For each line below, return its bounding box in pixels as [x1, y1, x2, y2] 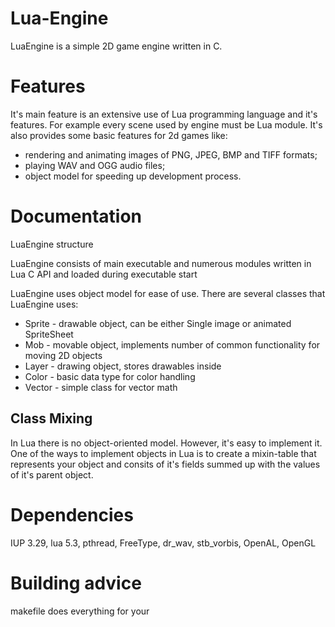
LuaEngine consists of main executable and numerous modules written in [10, 257, 312, 269]
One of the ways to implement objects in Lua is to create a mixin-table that [10, 447, 317, 459]
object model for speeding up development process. [24, 170, 242, 182]
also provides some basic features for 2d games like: [10, 129, 228, 141]
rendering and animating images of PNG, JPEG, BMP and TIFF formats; [24, 148, 318, 161]
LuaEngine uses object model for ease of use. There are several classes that [10, 287, 326, 299]
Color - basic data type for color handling [24, 370, 196, 382]
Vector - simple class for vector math [24, 381, 178, 393]
